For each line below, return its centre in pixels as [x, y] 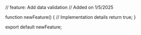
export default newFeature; [34, 27]
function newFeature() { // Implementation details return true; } [70, 17]
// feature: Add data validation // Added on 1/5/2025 [59, 7]
